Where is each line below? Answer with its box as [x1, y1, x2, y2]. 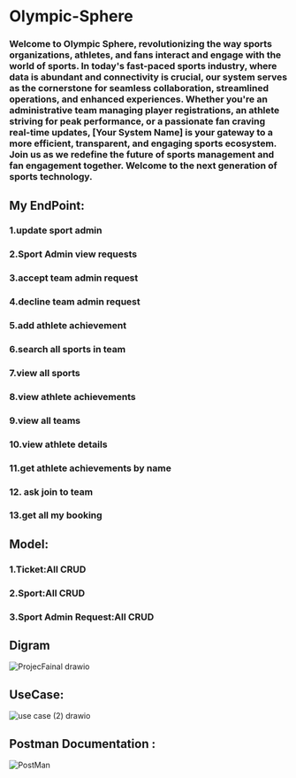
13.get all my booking [9, 509, 103, 521]
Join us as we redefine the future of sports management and [9, 149, 275, 161]
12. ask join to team [9, 485, 94, 497]
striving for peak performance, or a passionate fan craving [9, 115, 266, 127]
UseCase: [9, 687, 65, 702]
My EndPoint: [9, 197, 86, 213]
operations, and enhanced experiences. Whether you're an [9, 93, 268, 105]
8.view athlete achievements [9, 390, 136, 403]
